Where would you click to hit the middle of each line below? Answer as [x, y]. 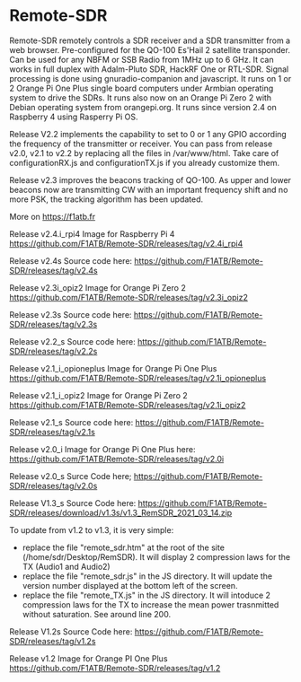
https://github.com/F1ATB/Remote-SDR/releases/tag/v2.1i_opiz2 [128, 405]
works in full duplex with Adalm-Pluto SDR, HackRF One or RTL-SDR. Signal [149, 69]
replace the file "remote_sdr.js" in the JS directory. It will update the [147, 576]
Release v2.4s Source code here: [71, 260]
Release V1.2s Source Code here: [71, 631]
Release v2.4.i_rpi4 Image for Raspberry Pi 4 [92, 233]
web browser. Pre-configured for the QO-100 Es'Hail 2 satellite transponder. [150, 49]
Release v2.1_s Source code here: [71, 422]
